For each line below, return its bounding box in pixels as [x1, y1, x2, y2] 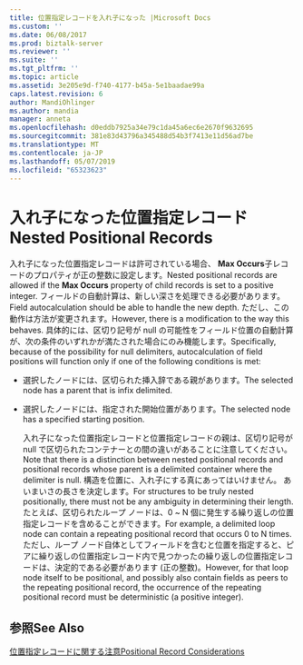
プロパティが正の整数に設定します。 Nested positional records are [33, 270, 279, 281]
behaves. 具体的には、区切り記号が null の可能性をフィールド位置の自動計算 [9, 324, 294, 336]
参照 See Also [9, 620, 84, 636]
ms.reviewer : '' [9, 47, 71, 56]
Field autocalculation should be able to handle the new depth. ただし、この [9, 302, 289, 313]
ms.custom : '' [9, 22, 64, 31]
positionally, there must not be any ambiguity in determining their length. [22, 496, 294, 507]
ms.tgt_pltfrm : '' [9, 65, 79, 74]
